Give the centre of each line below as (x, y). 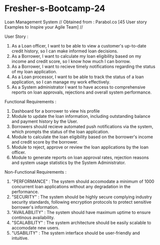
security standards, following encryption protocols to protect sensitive (81, 202)
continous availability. (33, 217)
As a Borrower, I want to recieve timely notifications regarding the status (83, 66)
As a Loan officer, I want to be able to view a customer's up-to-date (79, 46)
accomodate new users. (36, 228)
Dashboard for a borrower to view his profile (56, 111)
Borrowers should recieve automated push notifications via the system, (82, 126)
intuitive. (20, 238)
